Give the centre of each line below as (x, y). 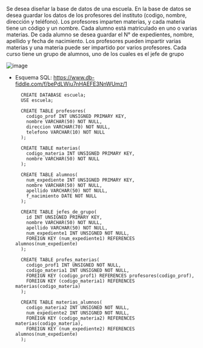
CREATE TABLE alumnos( (49, 175)
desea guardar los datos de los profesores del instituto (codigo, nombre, (97, 15)
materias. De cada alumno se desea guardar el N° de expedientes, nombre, (100, 35)
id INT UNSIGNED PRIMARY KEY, (64, 217)
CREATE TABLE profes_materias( (60, 260)
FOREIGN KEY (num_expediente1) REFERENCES (81, 239)
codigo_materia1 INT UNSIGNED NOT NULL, (78, 270)
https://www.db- (74, 77)
